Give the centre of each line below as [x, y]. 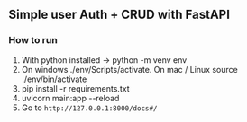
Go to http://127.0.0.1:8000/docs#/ [89, 108]
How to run [33, 40]
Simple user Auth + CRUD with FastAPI [119, 15]
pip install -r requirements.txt [75, 88]
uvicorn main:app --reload [70, 98]
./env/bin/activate [54, 79]
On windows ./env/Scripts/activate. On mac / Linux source [129, 69]
